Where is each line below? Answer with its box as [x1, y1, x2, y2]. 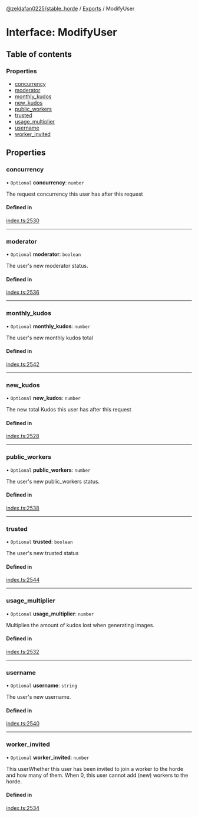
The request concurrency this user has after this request [6, 190, 143, 197]
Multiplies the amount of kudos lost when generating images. [6, 621, 155, 628]
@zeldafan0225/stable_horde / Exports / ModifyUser [6, 5, 135, 12]
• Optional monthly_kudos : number [6, 322, 91, 330]
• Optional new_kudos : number [6, 394, 81, 401]
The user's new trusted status [6, 550, 79, 557]
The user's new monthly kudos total [6, 334, 93, 341]
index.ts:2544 [6, 576, 40, 583]
